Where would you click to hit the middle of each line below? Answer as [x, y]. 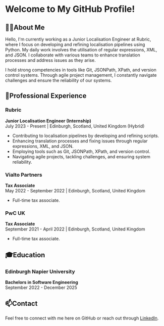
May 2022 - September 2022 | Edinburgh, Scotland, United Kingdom [75, 190]
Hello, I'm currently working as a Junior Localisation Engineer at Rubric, [78, 39]
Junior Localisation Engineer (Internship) [48, 121]
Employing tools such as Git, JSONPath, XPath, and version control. [81, 151]
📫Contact [22, 303]
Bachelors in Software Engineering [42, 282]
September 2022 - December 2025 [41, 287]
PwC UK [15, 213]
